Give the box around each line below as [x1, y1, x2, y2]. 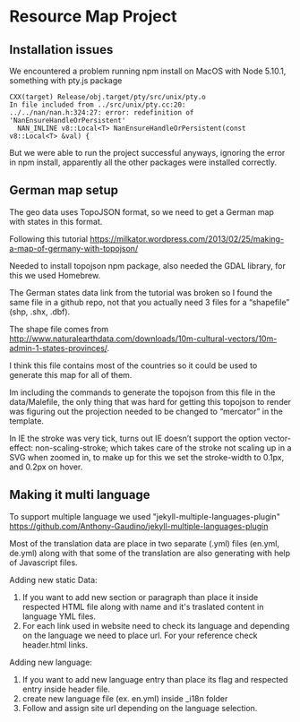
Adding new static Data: [9, 574, 98, 585]
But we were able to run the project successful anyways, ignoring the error [9, 148, 286, 158]
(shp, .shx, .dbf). [9, 306, 71, 317]
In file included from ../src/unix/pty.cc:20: [9, 100, 186, 109]
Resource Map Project [9, 6, 177, 27]
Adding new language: [9, 657, 92, 667]
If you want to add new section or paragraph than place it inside [21, 591, 259, 602]
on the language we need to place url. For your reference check [21, 630, 258, 640]
